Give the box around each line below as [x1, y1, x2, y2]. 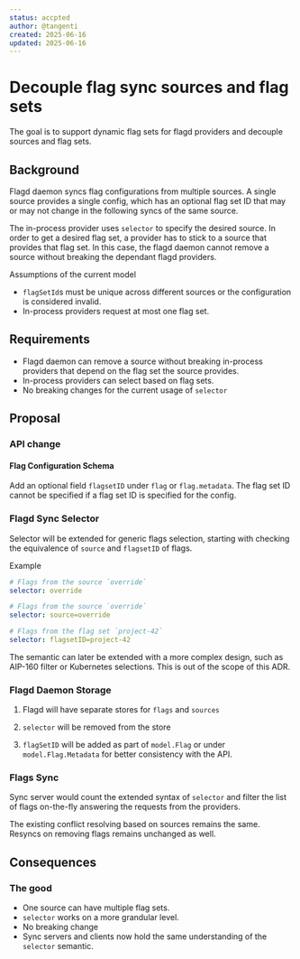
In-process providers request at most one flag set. [22, 306, 210, 316]
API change [9, 438, 61, 451]
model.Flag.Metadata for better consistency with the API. [22, 749, 232, 759]
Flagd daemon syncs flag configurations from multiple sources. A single [9, 186, 277, 197]
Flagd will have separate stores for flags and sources [22, 704, 221, 715]
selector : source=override [9, 610, 111, 619]
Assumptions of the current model [9, 269, 137, 280]
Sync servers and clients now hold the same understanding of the [22, 931, 268, 942]
